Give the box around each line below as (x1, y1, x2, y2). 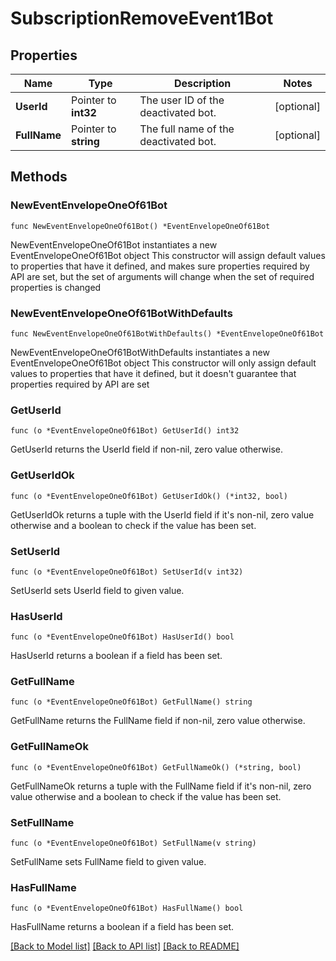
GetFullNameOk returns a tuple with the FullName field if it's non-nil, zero (10, 780, 312, 792)
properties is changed (10, 281, 102, 293)
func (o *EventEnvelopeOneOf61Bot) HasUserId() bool (10, 632, 235, 642)
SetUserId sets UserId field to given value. (10, 584, 185, 596)
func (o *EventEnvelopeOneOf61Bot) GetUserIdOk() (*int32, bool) (10, 491, 288, 501)
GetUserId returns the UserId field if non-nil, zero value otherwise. (10, 443, 284, 456)
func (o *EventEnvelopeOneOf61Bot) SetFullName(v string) (10, 838, 257, 849)
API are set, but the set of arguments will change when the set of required (10, 270, 315, 282)
